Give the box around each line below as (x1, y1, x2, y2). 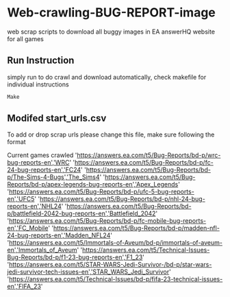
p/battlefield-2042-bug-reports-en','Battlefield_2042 (7, 209, 156, 217)
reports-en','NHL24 (7, 202, 62, 211)
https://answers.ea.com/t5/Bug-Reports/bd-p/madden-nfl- (53, 224, 220, 233)
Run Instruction (7, 55, 75, 67)
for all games (7, 34, 44, 43)
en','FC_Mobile (7, 224, 49, 233)
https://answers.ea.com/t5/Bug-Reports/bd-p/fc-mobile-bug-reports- (9, 217, 207, 225)
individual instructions (7, 80, 70, 88)
